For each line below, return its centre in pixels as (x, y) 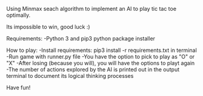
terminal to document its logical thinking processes (70, 76)
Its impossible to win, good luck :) (48, 27)
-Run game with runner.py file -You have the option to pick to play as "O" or (101, 56)
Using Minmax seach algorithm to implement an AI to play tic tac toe (92, 9)
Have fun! (18, 88)
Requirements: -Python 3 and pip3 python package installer (81, 38)
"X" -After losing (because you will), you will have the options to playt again (101, 63)
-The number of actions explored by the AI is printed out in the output (93, 69)
